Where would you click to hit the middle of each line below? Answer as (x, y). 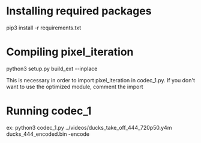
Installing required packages (79, 11)
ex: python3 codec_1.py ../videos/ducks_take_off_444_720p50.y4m (89, 127)
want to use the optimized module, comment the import (75, 87)
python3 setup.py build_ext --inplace (52, 68)
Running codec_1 (49, 111)
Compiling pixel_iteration (70, 52)
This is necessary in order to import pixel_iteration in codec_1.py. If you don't (101, 80)
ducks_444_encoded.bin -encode (48, 134)
